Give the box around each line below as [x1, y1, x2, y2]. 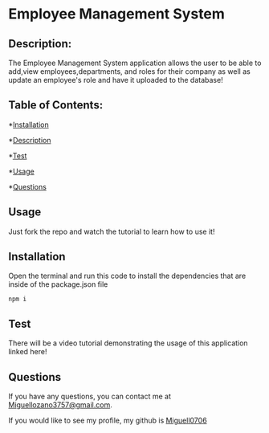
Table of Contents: [8, 98, 104, 112]
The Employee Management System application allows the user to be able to [8, 58, 262, 67]
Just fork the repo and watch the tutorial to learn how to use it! [8, 227, 215, 236]
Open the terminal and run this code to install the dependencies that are [8, 271, 247, 281]
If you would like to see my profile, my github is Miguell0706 [8, 415, 207, 426]
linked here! [8, 347, 47, 357]
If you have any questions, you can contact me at [8, 391, 171, 402]
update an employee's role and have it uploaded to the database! [8, 76, 223, 84]
